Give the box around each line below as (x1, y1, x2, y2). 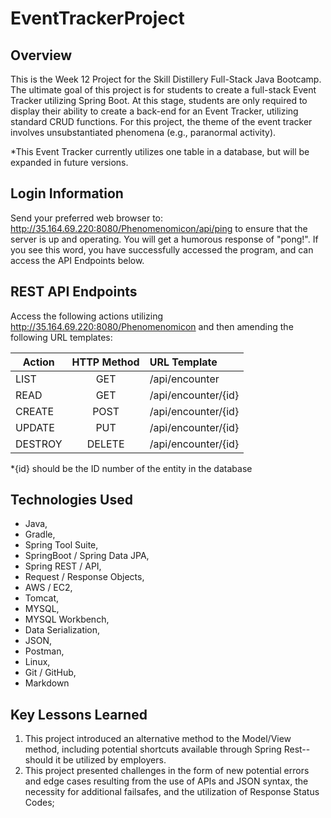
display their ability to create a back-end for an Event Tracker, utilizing (10, 105, 299, 117)
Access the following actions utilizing (10, 310, 164, 322)
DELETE (86, 437, 125, 451)
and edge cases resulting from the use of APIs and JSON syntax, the (24, 775, 309, 787)
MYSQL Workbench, (24, 613, 110, 626)
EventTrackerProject (10, 7, 185, 30)
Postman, (24, 645, 65, 657)
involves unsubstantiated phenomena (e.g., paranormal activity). (10, 127, 277, 138)
